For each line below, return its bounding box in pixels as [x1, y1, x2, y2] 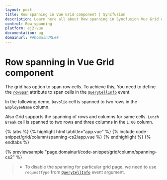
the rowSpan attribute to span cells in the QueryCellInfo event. [5, 89, 131, 95]
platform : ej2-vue [5, 26, 43, 31]
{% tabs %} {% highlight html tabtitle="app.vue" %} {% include [5, 128, 135, 135]
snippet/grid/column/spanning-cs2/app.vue [5, 134, 95, 140]
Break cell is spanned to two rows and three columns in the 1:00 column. [5, 119, 154, 125]
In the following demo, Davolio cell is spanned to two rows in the [5, 98, 138, 105]
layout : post [5, 7, 32, 12]
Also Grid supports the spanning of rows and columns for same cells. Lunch [5, 113, 159, 120]
